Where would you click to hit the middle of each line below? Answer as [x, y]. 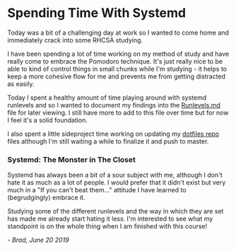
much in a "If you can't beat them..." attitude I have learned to [97, 190]
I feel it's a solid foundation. [48, 120]
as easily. [21, 83]
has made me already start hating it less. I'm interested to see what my [110, 219]
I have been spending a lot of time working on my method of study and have [118, 54]
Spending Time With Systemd [96, 13]
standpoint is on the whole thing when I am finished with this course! [107, 226]
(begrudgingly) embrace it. [46, 198]
